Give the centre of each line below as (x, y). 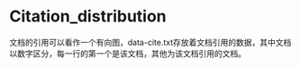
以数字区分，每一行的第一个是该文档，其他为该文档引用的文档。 (127, 53)
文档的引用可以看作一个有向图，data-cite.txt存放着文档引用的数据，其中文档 (150, 42)
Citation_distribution (88, 17)
